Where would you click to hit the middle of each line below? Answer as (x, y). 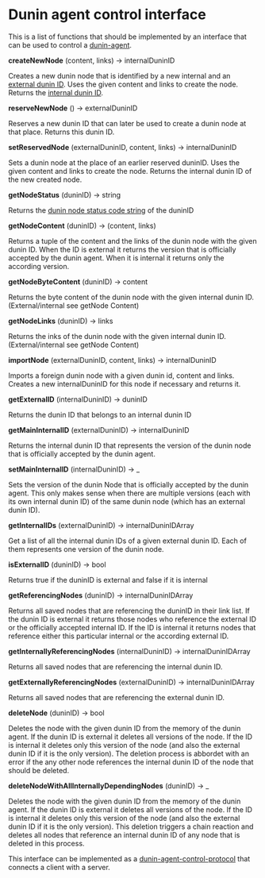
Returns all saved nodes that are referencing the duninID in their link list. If (129, 610)
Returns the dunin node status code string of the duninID (101, 210)
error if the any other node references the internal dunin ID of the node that (131, 762)
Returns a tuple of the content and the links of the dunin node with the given (132, 241)
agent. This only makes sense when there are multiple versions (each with (129, 493)
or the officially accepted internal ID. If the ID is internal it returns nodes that (132, 627)
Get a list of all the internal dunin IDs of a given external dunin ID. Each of (128, 541)
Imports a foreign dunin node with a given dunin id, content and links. (121, 375)
